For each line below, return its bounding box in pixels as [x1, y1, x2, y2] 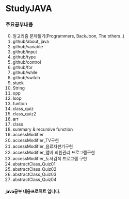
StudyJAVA [5, 3, 52, 14]
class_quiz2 [12, 111, 36, 117]
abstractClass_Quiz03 [12, 171, 57, 178]
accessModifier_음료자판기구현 [12, 144, 73, 149]
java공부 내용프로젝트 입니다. [5, 188, 61, 195]
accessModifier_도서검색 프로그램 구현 [12, 156, 87, 162]
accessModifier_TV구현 [12, 137, 59, 144]
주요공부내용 [5, 21, 33, 28]
